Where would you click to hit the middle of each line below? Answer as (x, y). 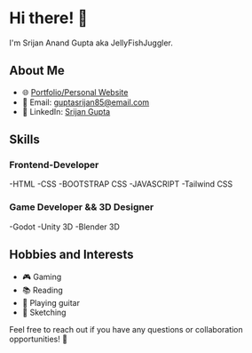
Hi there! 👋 (49, 18)
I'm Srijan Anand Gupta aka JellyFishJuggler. (91, 43)
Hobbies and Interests (72, 255)
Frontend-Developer (54, 165)
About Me (37, 71)
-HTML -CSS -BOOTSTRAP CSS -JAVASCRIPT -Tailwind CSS (121, 184)
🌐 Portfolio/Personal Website (75, 92)
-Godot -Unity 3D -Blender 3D (64, 227)
